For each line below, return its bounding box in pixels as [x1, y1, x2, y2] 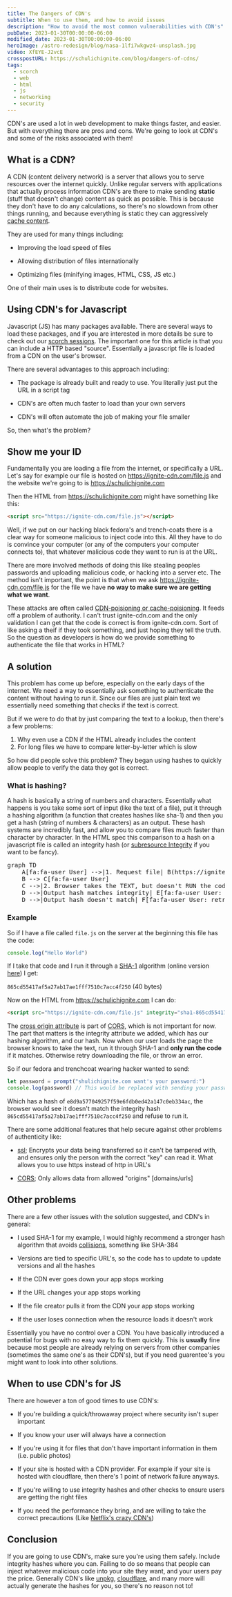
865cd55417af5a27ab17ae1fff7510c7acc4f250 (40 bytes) [7, 982, 162, 991]
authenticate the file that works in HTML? [7, 641, 125, 649]
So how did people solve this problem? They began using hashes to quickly [7, 756, 222, 764]
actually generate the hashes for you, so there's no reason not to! [7, 1581, 193, 1589]
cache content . [7, 216, 50, 225]
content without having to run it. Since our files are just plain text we [7, 694, 201, 702]
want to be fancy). [7, 848, 59, 856]
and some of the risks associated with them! [7, 134, 133, 142]
